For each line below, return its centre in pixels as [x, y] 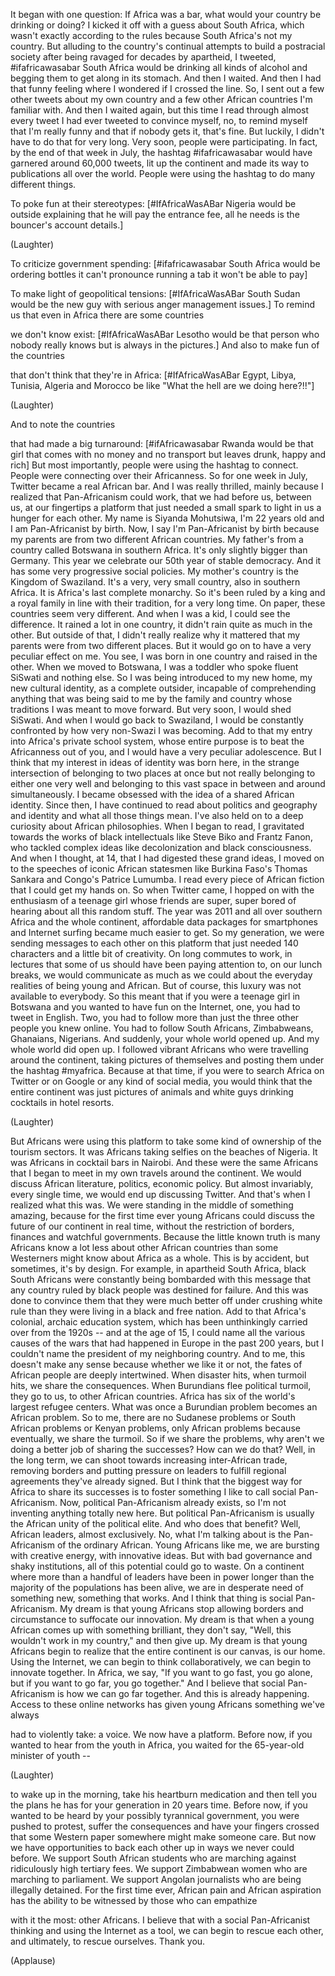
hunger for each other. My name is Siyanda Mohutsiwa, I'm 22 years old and [167, 518]
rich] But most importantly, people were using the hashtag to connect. [154, 465]
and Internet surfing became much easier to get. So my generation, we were [167, 932]
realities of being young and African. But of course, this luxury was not [156, 985]
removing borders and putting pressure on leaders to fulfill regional [148, 1470]
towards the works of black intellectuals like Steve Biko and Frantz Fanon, [161, 837]
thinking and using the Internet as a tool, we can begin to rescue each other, [167, 1930]
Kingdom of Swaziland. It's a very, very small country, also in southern [155, 582]
